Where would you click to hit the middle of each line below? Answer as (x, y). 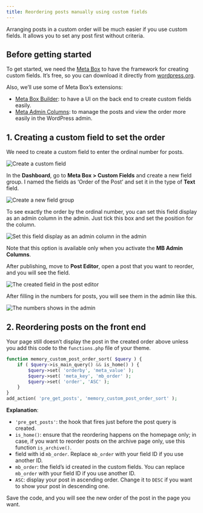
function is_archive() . (43, 448)
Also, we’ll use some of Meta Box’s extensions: (65, 87)
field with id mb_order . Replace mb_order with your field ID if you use (99, 454)
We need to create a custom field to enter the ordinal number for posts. (95, 152)
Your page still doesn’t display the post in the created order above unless (98, 342)
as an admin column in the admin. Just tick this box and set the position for (100, 218)
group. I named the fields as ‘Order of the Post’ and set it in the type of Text (101, 182)
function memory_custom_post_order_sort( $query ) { (74, 359)
